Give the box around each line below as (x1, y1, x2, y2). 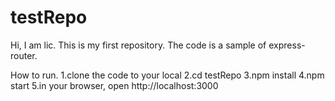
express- (268, 39, 306, 51)
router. (10, 49, 38, 61)
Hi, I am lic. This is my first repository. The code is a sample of (10, 39, 267, 51)
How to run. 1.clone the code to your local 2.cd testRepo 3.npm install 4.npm (10, 69, 325, 81)
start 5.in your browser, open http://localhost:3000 (10, 79, 219, 91)
